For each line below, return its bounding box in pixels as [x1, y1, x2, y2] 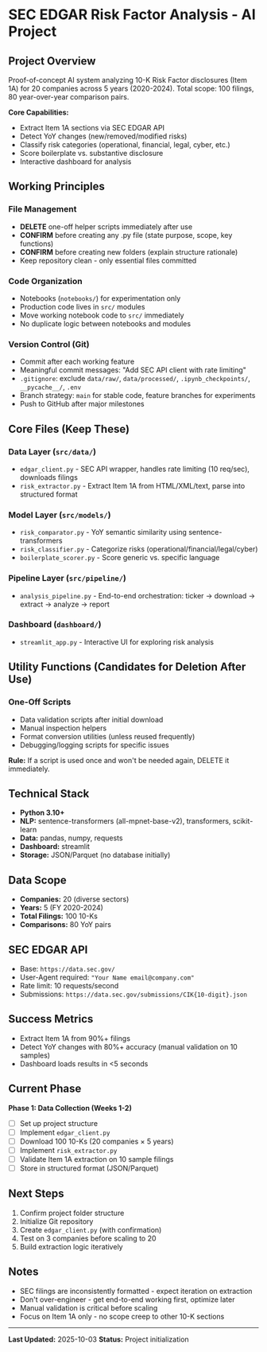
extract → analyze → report [19, 599, 110, 609]
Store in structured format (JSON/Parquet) [19, 1163, 159, 1173]
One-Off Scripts [8, 696, 72, 707]
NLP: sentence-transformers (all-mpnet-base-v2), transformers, [19, 816, 231, 826]
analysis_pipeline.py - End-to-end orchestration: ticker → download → [19, 590, 256, 600]
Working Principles [8, 180, 105, 193]
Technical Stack [8, 786, 90, 801]
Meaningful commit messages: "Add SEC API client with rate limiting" [19, 365, 246, 375]
